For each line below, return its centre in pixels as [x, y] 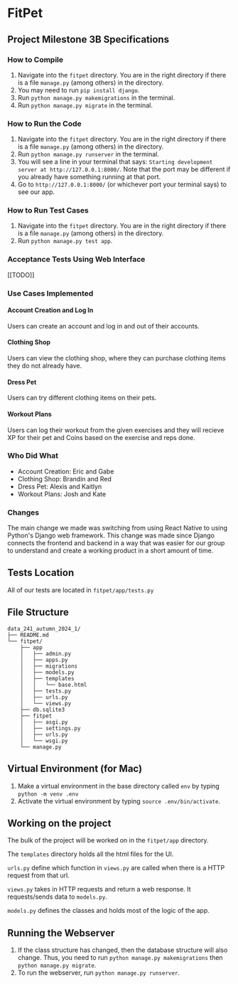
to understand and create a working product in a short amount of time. [110, 551]
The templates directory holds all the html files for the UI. [91, 854]
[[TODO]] [21, 274]
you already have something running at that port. [89, 177]
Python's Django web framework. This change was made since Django [111, 535]
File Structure [38, 613]
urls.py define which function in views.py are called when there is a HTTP [116, 868]
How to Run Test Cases [48, 210]
